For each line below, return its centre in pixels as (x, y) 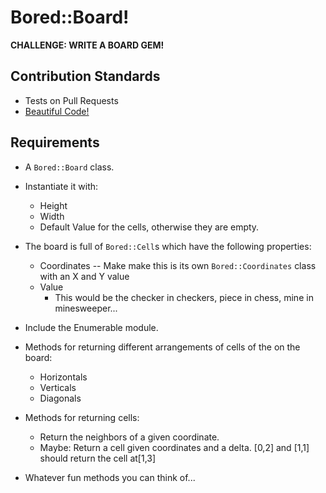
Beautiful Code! (57, 111)
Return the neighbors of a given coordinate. (129, 437)
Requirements (55, 142)
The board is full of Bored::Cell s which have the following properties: (168, 246)
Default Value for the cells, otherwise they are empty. (149, 227)
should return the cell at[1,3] (98, 458)
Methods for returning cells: (82, 417)
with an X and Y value (84, 276)
